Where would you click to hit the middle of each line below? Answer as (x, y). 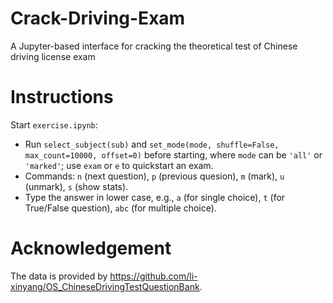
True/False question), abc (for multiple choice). (120, 208)
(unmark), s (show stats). (76, 186)
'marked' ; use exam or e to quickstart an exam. (119, 165)
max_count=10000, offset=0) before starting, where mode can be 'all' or (173, 154)
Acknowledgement (91, 248)
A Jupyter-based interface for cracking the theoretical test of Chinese (154, 46)
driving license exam (53, 56)
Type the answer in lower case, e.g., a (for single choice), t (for (155, 197)
